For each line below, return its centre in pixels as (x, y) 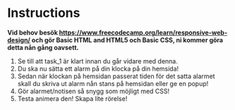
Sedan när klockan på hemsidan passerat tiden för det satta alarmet (116, 76)
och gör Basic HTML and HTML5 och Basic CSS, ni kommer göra (127, 39)
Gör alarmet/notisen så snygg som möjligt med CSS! (94, 91)
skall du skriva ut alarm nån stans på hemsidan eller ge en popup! (113, 83)
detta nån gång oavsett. (43, 47)
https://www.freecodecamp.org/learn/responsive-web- (143, 32)
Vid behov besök (33, 32)
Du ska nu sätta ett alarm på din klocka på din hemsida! (98, 68)
